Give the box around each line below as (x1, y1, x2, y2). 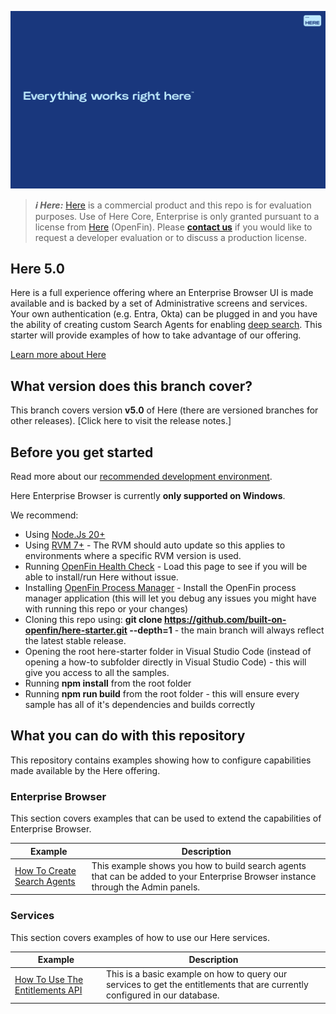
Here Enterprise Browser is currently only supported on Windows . (10, 489, 286, 501)
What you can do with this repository (10, 727, 246, 745)
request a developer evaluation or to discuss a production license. (34, 231, 308, 243)
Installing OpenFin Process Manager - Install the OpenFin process (24, 581, 297, 593)
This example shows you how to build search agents (91, 859, 307, 871)
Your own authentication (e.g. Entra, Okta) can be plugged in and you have (10, 308, 318, 320)
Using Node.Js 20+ (24, 528, 106, 540)
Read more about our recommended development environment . (10, 470, 273, 482)
